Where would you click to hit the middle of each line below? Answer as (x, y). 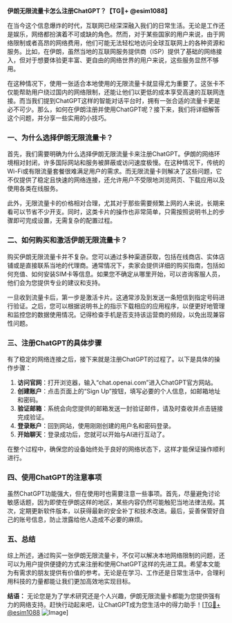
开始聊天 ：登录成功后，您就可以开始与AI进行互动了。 (93, 434)
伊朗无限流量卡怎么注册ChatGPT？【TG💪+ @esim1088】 (89, 11)
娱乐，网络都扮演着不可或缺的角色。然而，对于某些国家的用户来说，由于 (116, 34)
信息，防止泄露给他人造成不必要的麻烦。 (88, 520)
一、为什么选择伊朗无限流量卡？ (60, 138)
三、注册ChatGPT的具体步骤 (55, 343)
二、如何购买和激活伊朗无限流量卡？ (67, 240)
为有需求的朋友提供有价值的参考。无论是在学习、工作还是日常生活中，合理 (113, 573)
